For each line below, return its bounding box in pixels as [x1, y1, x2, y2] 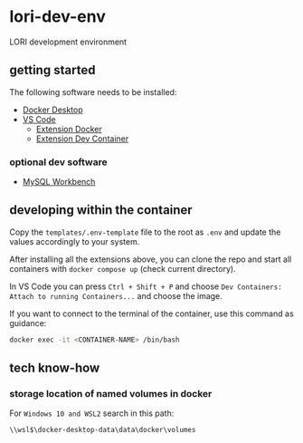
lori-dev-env [9, 6, 106, 27]
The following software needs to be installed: [9, 86, 177, 97]
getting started [9, 63, 96, 78]
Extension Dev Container [35, 133, 129, 144]
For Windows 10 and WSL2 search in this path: [9, 408, 175, 419]
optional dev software [9, 156, 108, 169]
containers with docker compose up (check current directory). [9, 263, 237, 274]
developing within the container [9, 202, 193, 218]
